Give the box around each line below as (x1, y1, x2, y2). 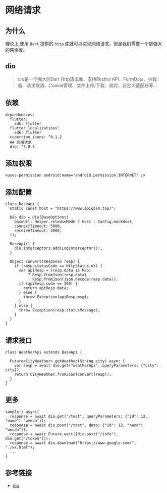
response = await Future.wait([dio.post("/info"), (10, 431, 119, 436)
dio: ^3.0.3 (10, 144, 35, 149)
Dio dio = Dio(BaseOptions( (10, 215, 69, 220)
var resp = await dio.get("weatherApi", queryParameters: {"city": (14, 363, 159, 368)
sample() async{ (5, 409, 39, 415)
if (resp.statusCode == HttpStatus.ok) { (14, 263, 102, 268)
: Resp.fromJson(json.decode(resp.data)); (27, 277, 119, 282)
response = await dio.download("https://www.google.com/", (10, 440, 137, 445)
